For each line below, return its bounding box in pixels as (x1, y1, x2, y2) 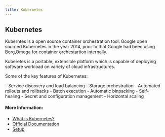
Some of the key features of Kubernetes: (5, 73, 88, 79)
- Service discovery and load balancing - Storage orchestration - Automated (5, 83, 161, 89)
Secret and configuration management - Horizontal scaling (24, 93, 144, 99)
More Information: (5, 104, 43, 111)
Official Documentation (12, 121, 59, 127)
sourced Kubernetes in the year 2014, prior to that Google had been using (5, 44, 155, 50)
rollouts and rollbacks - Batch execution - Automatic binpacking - (5, 88, 138, 94)
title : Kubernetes (5, 7, 43, 12)
